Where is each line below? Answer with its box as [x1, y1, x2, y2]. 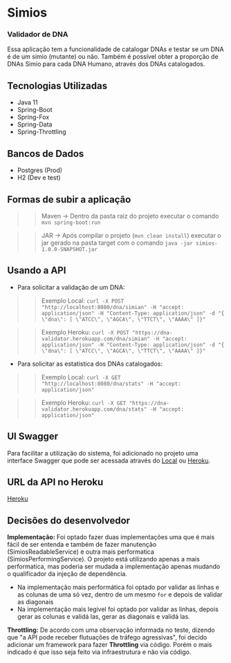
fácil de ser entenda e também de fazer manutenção [7, 541, 157, 549]
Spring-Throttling [17, 128, 66, 136]
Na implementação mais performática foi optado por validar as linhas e [17, 583, 220, 592]
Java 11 [17, 98, 38, 106]
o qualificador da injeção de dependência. [7, 570, 128, 578]
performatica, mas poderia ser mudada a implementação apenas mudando [7, 562, 221, 571]
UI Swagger [7, 431, 59, 442]
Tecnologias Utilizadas [7, 80, 108, 91]
